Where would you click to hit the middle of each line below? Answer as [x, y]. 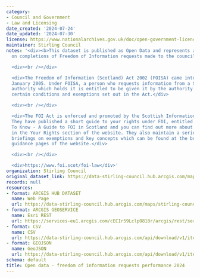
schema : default [26, 260]
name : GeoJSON [29, 249]
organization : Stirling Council [46, 171]
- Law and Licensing [32, 23]
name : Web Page [30, 199]
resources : [20, 188]
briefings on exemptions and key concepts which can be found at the [99, 138]
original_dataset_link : [36, 176]
